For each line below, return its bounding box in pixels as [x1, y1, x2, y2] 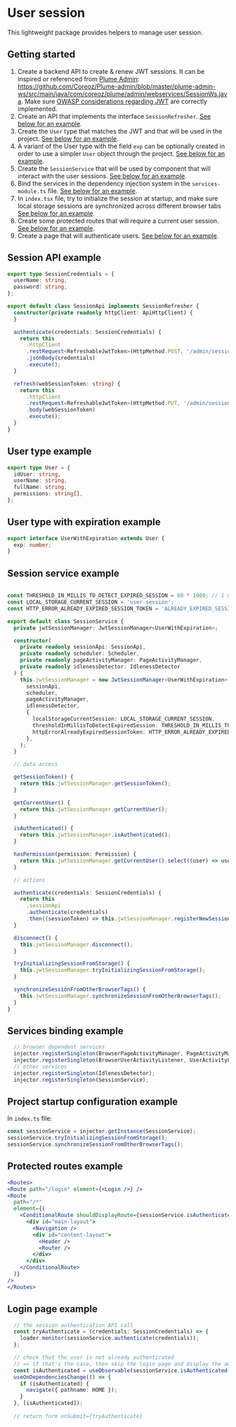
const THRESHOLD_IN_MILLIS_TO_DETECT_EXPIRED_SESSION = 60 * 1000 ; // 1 [7, 592, 225, 599]
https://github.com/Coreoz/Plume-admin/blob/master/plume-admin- [17, 82, 216, 91]
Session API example [7, 252, 102, 264]
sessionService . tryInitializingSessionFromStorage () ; [7, 1135, 169, 1142]
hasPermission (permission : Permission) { [13, 851, 137, 858]
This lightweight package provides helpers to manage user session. [7, 28, 203, 37]
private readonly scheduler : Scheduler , [20, 650, 140, 658]
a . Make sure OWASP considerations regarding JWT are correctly [17, 97, 208, 105]
